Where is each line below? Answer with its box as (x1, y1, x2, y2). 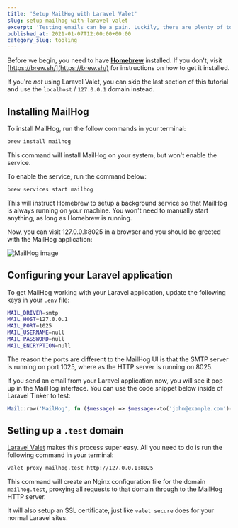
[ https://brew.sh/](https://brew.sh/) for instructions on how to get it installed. (7, 64, 230, 72)
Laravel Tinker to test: (7, 391, 71, 400)
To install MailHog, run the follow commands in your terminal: (7, 124, 186, 133)
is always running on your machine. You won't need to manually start (7, 206, 209, 215)
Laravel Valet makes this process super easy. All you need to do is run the (7, 444, 223, 452)
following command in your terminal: (7, 451, 114, 459)
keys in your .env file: (7, 296, 70, 304)
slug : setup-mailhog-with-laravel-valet (7, 17, 129, 24)
